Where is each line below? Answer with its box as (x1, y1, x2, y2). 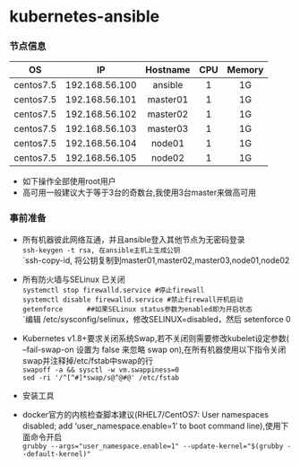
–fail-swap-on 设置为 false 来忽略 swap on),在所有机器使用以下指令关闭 (21, 344, 287, 355)
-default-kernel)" (21, 449, 91, 459)
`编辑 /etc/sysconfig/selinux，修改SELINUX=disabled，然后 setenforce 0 (21, 313, 291, 324)
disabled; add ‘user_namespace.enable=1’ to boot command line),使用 (21, 420, 281, 431)
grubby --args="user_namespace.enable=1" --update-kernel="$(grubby (21, 442, 284, 451)
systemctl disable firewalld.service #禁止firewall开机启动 (21, 295, 244, 304)
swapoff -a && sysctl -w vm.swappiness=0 (21, 365, 179, 374)
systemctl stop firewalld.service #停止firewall (21, 286, 205, 295)
